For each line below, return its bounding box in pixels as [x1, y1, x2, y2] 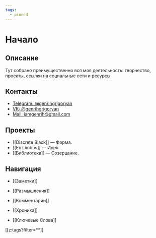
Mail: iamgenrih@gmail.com [12, 111, 70, 117]
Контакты [5, 87, 38, 96]
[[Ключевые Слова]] [12, 217, 57, 223]
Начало [5, 34, 39, 45]
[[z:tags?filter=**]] [5, 226, 44, 232]
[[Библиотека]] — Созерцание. [12, 150, 79, 156]
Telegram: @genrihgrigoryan [12, 100, 72, 106]
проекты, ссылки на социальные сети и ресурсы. [5, 73, 112, 79]
